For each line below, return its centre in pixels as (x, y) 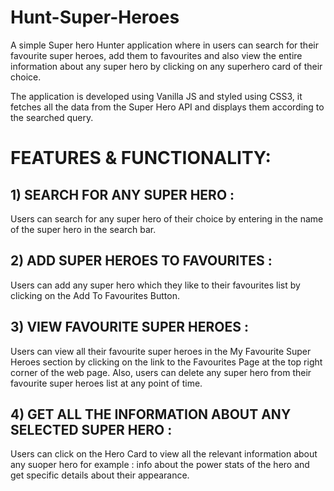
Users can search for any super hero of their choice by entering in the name (167, 218)
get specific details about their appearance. (100, 475)
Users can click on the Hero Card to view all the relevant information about (164, 454)
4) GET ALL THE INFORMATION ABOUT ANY (151, 414)
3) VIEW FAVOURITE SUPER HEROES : (129, 327)
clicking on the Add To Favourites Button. (95, 295)
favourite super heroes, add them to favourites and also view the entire (156, 55)
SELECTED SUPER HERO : (91, 429)
